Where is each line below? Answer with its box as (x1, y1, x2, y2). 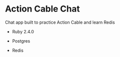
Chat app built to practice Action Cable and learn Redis (5, 19, 115, 25)
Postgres (12, 38, 31, 44)
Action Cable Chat (5, 3, 80, 14)
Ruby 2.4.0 (12, 28, 34, 34)
